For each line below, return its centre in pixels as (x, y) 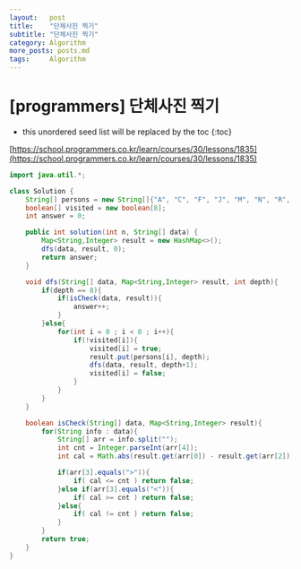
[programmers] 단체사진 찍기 (114, 106)
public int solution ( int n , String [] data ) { (112, 233)
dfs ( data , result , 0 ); (84, 249)
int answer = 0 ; (56, 216)
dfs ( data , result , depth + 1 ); (144, 365)
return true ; (66, 539)
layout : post (38, 17)
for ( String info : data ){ (90, 431)
